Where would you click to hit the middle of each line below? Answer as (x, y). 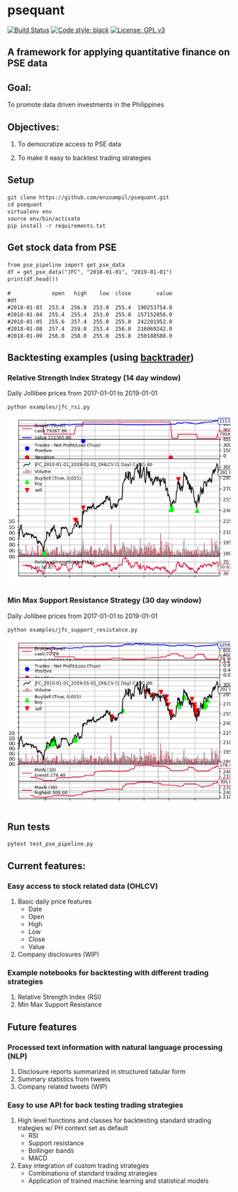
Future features (42, 1027)
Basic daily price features (55, 901)
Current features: (47, 866)
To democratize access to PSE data (69, 143)
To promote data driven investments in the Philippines (86, 104)
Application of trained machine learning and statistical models (118, 1181)
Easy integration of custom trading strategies (83, 1166)
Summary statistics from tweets (64, 1079)
